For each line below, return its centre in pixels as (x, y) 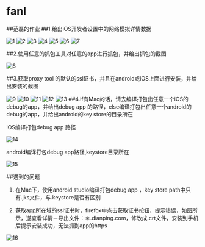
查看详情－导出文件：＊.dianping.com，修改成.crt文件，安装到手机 (115, 218)
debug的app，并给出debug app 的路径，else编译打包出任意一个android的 (99, 106)
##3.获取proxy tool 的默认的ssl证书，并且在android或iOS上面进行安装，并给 (102, 78)
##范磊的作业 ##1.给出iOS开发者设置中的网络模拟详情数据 (79, 29)
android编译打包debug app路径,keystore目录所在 (68, 152)
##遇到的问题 (23, 177)
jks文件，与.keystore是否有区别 (61, 197)
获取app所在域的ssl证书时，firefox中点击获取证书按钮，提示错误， (98, 210)
